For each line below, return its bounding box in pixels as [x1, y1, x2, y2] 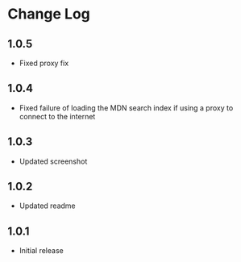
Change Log [7, 5, 90, 23]
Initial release [19, 246, 64, 256]
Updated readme [19, 201, 76, 210]
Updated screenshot [19, 156, 88, 166]
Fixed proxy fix [19, 58, 69, 68]
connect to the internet [19, 111, 96, 121]
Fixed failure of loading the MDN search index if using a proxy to [19, 102, 234, 113]
